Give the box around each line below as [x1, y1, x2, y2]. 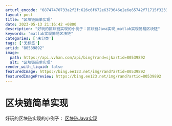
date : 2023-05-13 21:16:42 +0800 [5, 21, 77, 27]
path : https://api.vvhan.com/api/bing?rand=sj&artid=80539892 [10, 55, 145, 60]
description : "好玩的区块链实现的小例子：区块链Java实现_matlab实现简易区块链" [5, 27, 160, 32]
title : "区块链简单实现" [5, 17, 53, 22]
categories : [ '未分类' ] [5, 36, 54, 41]
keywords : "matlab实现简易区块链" [5, 31, 74, 36]
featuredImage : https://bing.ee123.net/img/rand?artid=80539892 [5, 69, 145, 74]
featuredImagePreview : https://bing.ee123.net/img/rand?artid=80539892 [5, 74, 161, 79]
